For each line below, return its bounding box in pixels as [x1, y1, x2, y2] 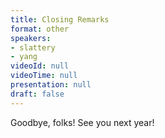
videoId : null [10, 61, 70, 71]
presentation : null [10, 80, 92, 90]
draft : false [10, 89, 65, 99]
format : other [10, 24, 70, 34]
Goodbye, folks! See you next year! [10, 116, 155, 128]
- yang [10, 52, 38, 62]
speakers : [10, 33, 52, 43]
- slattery [10, 42, 56, 53]
